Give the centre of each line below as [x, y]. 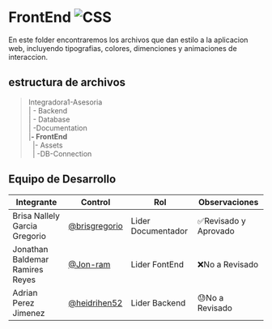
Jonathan [30, 249]
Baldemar [31, 259]
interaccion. [28, 57]
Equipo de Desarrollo [62, 179]
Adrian [25, 293]
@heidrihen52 [96, 302]
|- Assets [47, 145]
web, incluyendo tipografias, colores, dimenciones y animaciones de [123, 48]
